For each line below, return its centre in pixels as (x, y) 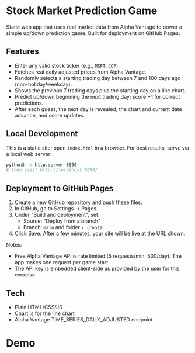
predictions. (29, 103)
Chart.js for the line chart (44, 313)
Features (22, 52)
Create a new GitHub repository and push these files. (78, 202)
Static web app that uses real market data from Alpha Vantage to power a (94, 27)
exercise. (25, 275)
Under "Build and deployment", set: (57, 215)
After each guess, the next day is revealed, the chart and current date (98, 109)
